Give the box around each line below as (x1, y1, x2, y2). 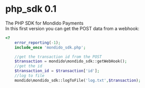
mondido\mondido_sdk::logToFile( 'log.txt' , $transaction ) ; (14, 78, 141, 83)
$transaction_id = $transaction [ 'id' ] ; (14, 69, 100, 74)
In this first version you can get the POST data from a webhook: (5, 25, 140, 31)
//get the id (14, 63, 43, 69)
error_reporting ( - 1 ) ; (14, 40, 60, 45)
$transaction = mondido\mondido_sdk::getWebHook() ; (14, 59, 127, 64)
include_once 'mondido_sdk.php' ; (14, 45, 86, 50)
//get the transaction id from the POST (14, 54, 102, 59)
